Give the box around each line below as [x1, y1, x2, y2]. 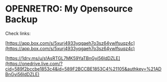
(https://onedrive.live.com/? [5, 60, 63, 66]
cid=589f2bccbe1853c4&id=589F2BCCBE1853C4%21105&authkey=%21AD [5, 66, 162, 72]
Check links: [5, 30, 31, 36]
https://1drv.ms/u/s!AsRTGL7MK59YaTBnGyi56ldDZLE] [7, 55, 121, 61]
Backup [5, 14, 38, 25]
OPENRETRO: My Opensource [5, 3, 133, 15]
